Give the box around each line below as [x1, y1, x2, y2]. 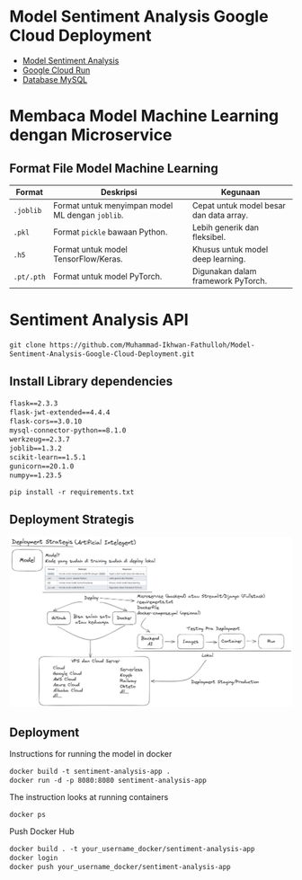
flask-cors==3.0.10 [9, 416, 83, 426]
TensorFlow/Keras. [53, 253, 123, 264]
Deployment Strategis [9, 512, 135, 528]
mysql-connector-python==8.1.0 [9, 425, 127, 435]
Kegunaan [220, 187, 261, 198]
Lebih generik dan [191, 222, 259, 233]
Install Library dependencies [9, 374, 173, 389]
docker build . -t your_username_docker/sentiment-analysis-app [9, 844, 255, 853]
